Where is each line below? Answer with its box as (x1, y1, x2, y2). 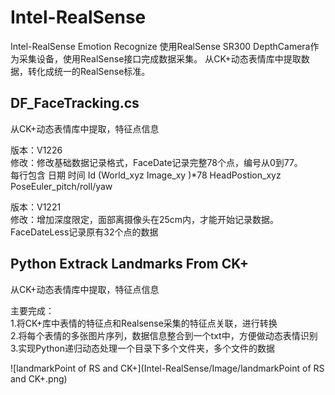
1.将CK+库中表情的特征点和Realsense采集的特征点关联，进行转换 (10, 317, 278, 329)
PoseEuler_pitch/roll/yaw (10, 180, 113, 192)
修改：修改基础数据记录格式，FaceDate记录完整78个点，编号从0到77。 (10, 156, 303, 168)
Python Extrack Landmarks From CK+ (10, 256, 250, 273)
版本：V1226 (10, 144, 63, 156)
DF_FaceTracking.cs (10, 95, 140, 112)
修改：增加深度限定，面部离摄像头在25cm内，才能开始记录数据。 (10, 213, 280, 225)
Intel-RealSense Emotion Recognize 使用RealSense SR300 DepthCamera (10, 40, 311, 52)
